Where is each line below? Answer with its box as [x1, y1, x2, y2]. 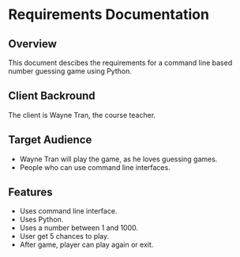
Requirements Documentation [8, 6, 209, 24]
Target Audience [8, 133, 92, 147]
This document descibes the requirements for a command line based [8, 58, 233, 67]
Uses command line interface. [19, 206, 118, 216]
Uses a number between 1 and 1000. [19, 223, 139, 232]
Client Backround [8, 89, 96, 103]
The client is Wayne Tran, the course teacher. [8, 110, 156, 119]
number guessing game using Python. [8, 66, 132, 76]
